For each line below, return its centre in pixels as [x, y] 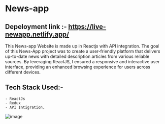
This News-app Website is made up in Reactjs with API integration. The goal [82, 46]
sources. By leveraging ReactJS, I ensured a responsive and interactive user [82, 62]
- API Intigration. [25, 107]
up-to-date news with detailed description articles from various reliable [77, 56]
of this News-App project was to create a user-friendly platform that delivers [83, 51]
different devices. [23, 72]
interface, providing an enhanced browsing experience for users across [78, 67]
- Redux [13, 103]
